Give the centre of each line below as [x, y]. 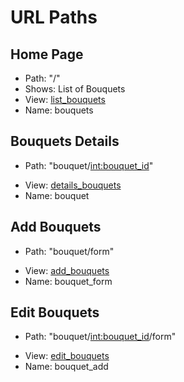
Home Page [47, 54]
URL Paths [54, 17]
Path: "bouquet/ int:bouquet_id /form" [100, 337]
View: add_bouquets [67, 270]
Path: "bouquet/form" [69, 251]
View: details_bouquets [73, 185]
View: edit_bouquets [67, 356]
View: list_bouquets [65, 99]
